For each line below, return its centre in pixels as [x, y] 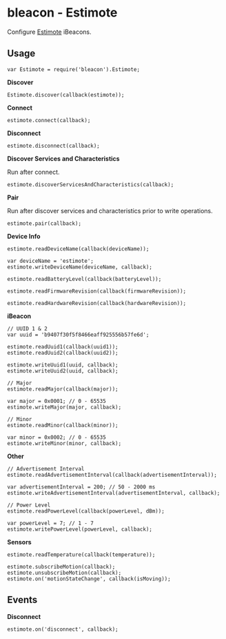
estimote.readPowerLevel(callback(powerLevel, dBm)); [86, 511]
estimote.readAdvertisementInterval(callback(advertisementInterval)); [112, 475]
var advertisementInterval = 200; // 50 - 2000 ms [81, 487]
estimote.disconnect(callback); [53, 146]
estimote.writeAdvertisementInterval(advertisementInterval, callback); [114, 493]
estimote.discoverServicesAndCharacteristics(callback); [91, 184]
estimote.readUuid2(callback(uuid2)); [63, 353]
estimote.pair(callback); [44, 223]
